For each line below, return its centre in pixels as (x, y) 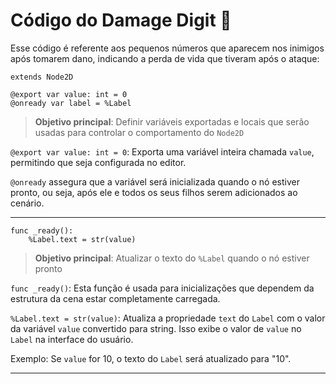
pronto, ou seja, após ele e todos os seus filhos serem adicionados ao (154, 192)
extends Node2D (42, 77)
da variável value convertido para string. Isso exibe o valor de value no (156, 328)
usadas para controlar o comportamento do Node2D (139, 132)
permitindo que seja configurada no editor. (98, 162)
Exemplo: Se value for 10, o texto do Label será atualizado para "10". (151, 358)
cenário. (27, 203)
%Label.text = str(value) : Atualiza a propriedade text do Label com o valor (168, 318)
